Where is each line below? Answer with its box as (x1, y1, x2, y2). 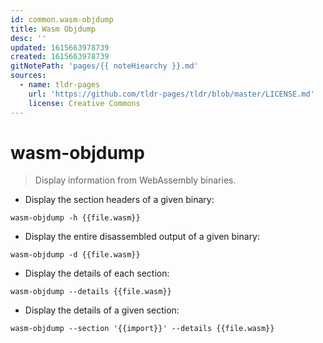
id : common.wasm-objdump (10, 14, 114, 25)
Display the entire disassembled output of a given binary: (24, 231, 261, 243)
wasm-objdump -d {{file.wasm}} (10, 250, 141, 260)
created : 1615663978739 (10, 52, 110, 62)
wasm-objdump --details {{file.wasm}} (10, 287, 172, 297)
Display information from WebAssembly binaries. (34, 174, 237, 186)
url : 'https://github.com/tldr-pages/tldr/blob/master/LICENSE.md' (28, 89, 315, 99)
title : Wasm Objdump (10, 24, 97, 34)
